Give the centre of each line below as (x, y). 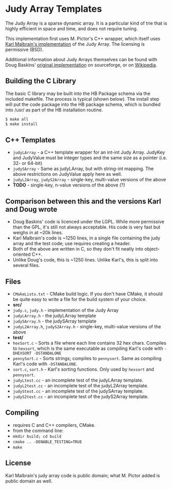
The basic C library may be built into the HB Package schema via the (78, 93)
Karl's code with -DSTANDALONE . (45, 364)
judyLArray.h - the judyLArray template (54, 315)
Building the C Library (41, 81)
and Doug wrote (31, 209)
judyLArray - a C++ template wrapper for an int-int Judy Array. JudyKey (89, 153)
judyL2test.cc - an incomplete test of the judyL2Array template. (81, 385)
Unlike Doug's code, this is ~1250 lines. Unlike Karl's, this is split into (85, 260)
